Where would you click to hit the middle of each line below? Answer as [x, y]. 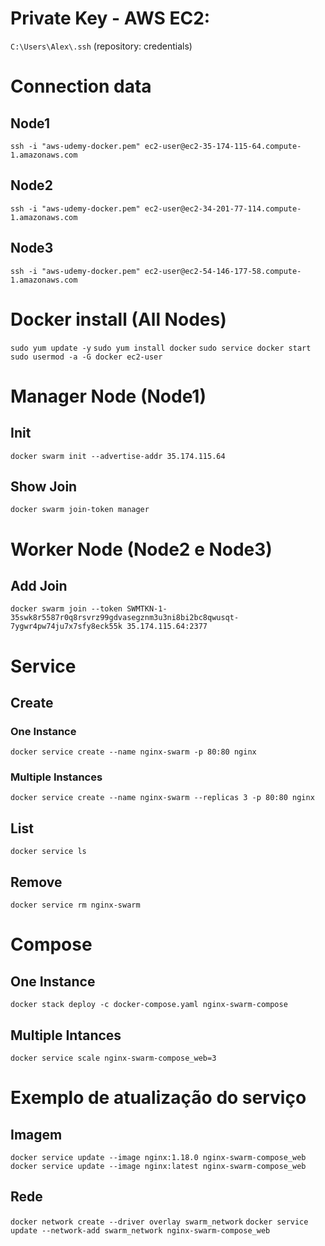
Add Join [39, 585]
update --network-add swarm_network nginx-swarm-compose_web [140, 1230]
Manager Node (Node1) [108, 396]
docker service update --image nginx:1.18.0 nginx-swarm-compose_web [158, 1157]
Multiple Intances [66, 1035]
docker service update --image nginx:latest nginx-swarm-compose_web [158, 1166]
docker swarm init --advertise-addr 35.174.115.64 [118, 456]
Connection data [81, 86]
